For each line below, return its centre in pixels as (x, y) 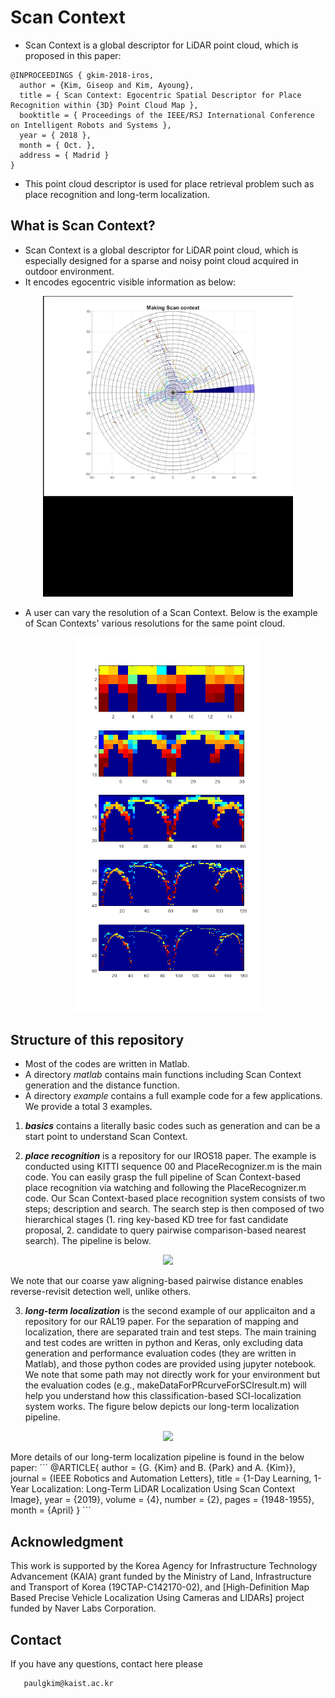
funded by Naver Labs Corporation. (83, 1608)
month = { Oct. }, (58, 145)
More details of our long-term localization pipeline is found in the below (157, 1457)
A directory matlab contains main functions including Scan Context (163, 1075)
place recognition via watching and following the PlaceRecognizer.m (165, 1188)
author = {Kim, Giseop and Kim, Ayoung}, (107, 85)
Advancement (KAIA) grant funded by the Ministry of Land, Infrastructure (161, 1577)
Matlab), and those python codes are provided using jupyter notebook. (170, 1364)
